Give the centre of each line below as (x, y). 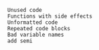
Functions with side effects (50, 16)
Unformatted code (33, 23)
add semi (20, 41)
